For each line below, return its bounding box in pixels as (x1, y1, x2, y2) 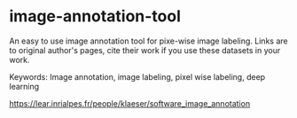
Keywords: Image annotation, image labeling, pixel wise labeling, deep (9, 71, 266, 82)
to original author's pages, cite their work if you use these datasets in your (9, 44, 281, 55)
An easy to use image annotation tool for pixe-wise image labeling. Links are (9, 35, 288, 46)
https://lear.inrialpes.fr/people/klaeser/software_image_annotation (9, 98, 251, 108)
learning (9, 81, 40, 91)
